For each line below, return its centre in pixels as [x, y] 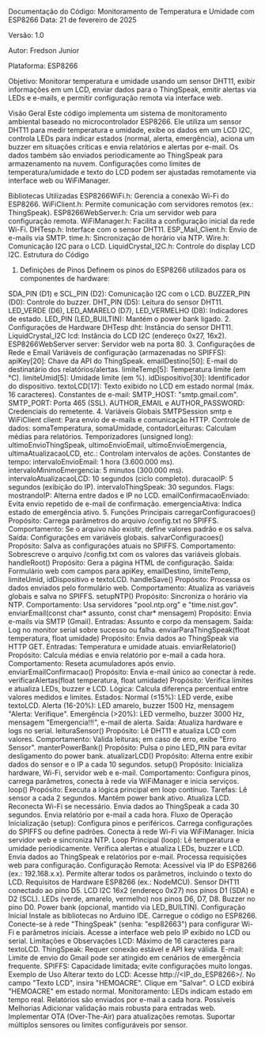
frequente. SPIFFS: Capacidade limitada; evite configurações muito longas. [131, 966]
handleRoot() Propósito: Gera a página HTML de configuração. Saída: [121, 562]
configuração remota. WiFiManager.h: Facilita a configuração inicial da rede [132, 221]
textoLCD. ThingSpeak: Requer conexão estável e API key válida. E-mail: [126, 949]
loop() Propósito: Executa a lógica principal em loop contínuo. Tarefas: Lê [128, 789]
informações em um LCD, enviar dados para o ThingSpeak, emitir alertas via [132, 89]
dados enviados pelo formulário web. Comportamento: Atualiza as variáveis [131, 588]
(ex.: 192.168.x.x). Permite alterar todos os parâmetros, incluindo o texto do [130, 874]
